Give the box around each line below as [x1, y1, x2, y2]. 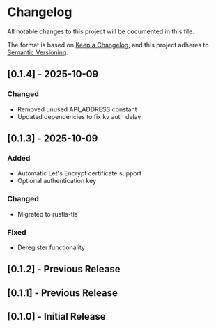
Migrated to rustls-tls [17, 210, 78, 218]
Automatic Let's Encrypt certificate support [17, 169, 141, 178]
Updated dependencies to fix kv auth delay [17, 112, 141, 120]
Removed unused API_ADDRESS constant [17, 105, 137, 114]
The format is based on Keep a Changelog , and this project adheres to [7, 40, 209, 49]
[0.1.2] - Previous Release [7, 263, 121, 275]
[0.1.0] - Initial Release [7, 311, 106, 322]
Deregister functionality [17, 243, 86, 251]
